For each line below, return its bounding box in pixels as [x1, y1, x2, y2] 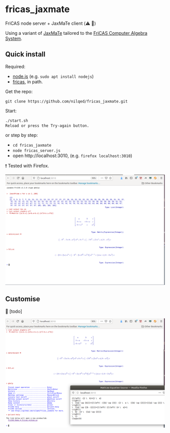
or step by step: [5, 132, 38, 138]
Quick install [5, 50, 46, 59]
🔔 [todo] [5, 308, 22, 314]
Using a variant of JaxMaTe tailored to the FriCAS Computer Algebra [5, 30, 148, 36]
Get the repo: [5, 88, 33, 94]
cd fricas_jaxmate [12, 142, 52, 148]
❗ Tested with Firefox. [5, 163, 50, 169]
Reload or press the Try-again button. [5, 123, 90, 128]
